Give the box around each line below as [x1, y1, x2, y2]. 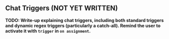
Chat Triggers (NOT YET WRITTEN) [5, 4, 118, 12]
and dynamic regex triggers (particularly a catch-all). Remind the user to [5, 22, 161, 28]
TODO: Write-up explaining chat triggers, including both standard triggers [5, 17, 164, 23]
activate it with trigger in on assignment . [5, 27, 91, 34]
